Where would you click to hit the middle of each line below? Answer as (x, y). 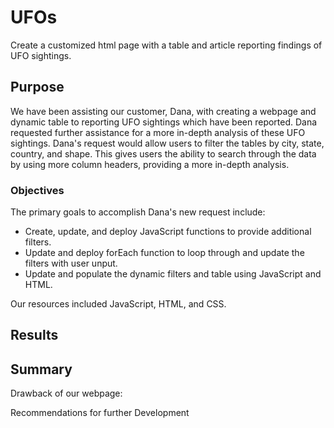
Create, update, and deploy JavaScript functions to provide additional (168, 232)
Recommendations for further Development (100, 413)
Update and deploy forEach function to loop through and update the (164, 253)
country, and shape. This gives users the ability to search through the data (163, 153)
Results (34, 335)
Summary (41, 369)
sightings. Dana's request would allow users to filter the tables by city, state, (167, 143)
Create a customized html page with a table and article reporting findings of (166, 45)
